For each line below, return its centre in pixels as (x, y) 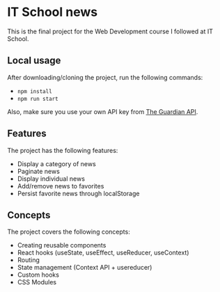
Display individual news (51, 179)
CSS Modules (37, 282)
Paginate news (39, 171)
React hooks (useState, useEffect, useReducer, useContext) (103, 253)
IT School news (53, 12)
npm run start (38, 99)
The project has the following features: (63, 150)
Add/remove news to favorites (61, 186)
